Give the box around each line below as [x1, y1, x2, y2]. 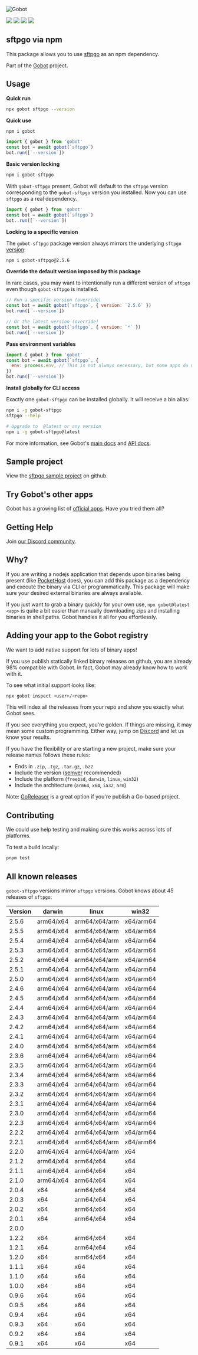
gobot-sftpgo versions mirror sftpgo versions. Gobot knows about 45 [6, 887, 174, 894]
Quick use [6, 117, 31, 124]
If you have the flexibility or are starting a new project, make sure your [6, 745, 176, 752]
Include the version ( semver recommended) [14, 769, 122, 776]
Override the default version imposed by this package [6, 268, 141, 275]
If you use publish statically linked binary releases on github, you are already [6, 657, 192, 665]
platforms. [6, 832, 31, 839]
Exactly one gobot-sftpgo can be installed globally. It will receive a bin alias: [6, 396, 190, 402]
